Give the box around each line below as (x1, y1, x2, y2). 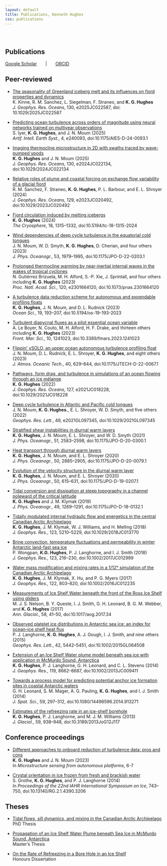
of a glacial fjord (12, 181, 46, 187)
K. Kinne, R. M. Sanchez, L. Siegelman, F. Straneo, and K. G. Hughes (12, 99, 154, 105)
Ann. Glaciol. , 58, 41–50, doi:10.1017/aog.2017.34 (12, 611, 112, 617)
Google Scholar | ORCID (5, 61, 70, 66)
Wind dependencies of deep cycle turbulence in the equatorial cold (12, 232, 151, 238)
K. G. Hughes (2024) (12, 217, 56, 223)
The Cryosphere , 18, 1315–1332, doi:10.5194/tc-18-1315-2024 (12, 222, 137, 228)
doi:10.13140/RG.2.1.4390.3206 (22, 788, 86, 794)
